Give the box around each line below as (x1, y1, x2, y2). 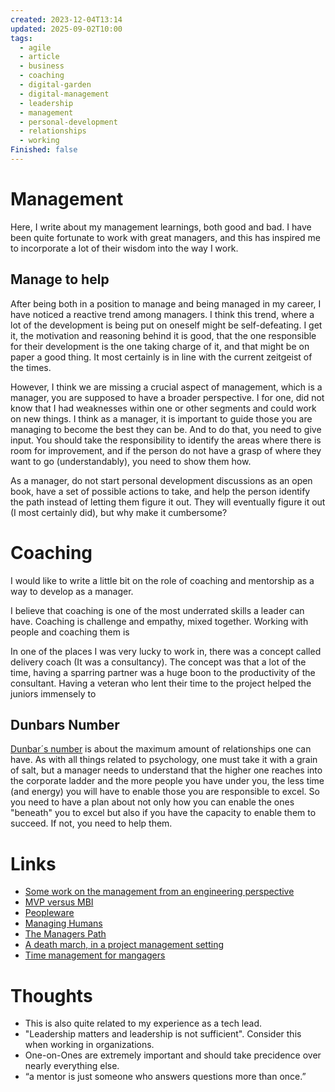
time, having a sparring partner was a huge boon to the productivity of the (10, 666, 316, 678)
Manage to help (10, 271, 110, 288)
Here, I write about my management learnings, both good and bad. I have (10, 221, 312, 233)
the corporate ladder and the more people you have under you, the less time (10, 775, 325, 787)
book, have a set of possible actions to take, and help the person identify (10, 485, 311, 497)
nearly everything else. (24, 1060, 120, 1072)
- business (19, 61, 65, 71)
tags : (10, 33, 33, 43)
